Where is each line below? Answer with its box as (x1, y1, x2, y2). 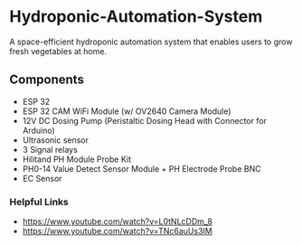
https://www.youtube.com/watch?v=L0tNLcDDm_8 (22, 216, 212, 227)
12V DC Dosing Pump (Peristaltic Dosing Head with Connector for (22, 115, 267, 126)
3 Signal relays (22, 144, 79, 155)
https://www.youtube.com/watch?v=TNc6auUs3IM (22, 226, 212, 237)
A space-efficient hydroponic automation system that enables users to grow (9, 36, 293, 47)
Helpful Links (9, 195, 70, 208)
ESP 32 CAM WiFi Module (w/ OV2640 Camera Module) (22, 106, 232, 117)
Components (9, 72, 84, 88)
